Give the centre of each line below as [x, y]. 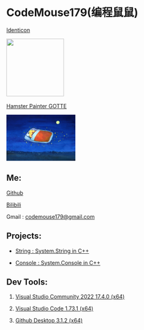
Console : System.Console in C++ [58, 262]
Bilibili [14, 205]
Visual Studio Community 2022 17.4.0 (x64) [70, 297]
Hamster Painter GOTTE [37, 106]
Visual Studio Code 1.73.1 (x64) [54, 308]
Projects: [24, 236]
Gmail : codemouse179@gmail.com [51, 216]
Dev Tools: [27, 282]
